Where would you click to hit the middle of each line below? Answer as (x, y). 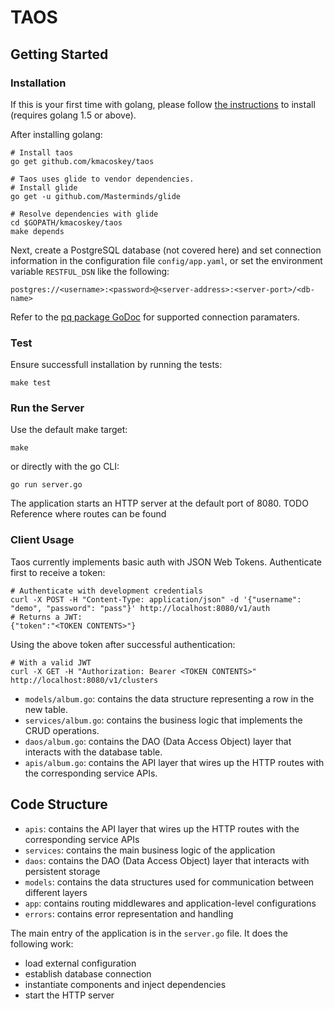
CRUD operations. (62, 730)
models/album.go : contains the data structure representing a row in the (169, 698)
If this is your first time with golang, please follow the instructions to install (163, 104)
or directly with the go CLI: (65, 467)
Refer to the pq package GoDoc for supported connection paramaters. (155, 317)
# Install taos (42, 152)
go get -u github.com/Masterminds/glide (96, 196)
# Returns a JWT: (46, 617)
